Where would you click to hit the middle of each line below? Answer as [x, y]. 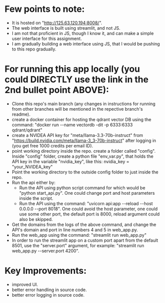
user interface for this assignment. [47, 39]
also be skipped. [36, 219]
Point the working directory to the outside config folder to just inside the [85, 172]
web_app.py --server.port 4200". [45, 251]
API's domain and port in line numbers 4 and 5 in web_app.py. [75, 230]
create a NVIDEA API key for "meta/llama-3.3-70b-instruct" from [78, 135]
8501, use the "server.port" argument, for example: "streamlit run [78, 245]
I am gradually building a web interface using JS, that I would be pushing [86, 43]
